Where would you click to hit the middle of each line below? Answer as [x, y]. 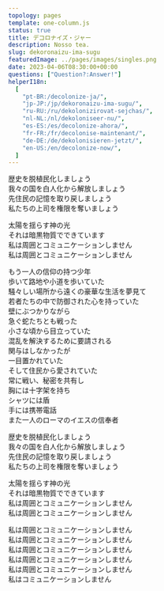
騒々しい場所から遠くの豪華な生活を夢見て [77, 292]
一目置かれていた [36, 361]
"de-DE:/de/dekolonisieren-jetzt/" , [83, 140]
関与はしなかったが [39, 351]
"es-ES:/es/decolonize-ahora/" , [75, 126]
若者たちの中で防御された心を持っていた [74, 301]
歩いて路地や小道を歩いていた [56, 282]
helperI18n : [28, 81]
